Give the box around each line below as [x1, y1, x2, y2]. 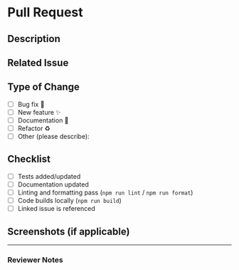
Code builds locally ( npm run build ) [17, 197, 122, 205]
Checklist [7, 153, 51, 165]
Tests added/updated [17, 172, 81, 180]
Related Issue [7, 56, 69, 68]
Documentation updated [17, 180, 89, 189]
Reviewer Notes [7, 254, 63, 264]
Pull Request [7, 4, 83, 21]
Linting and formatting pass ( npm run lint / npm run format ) [17, 188, 193, 197]
